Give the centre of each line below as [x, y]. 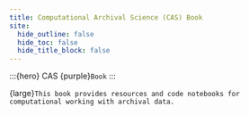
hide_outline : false [56, 34]
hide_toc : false [48, 42]
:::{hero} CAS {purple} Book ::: [63, 76]
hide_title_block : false [64, 51]
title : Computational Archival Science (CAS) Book [106, 17]
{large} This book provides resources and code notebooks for [124, 94]
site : [19, 26]
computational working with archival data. [92, 102]
